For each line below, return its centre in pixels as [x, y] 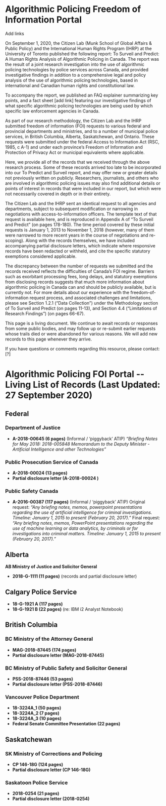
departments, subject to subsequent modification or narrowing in [72, 209]
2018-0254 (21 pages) [36, 794]
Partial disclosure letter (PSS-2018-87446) [57, 684]
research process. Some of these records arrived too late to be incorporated [83, 167]
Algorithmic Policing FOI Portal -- [75, 374]
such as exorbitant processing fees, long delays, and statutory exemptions [81, 276]
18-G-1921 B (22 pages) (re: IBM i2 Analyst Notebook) [68, 609]
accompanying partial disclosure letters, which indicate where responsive [80, 245]
